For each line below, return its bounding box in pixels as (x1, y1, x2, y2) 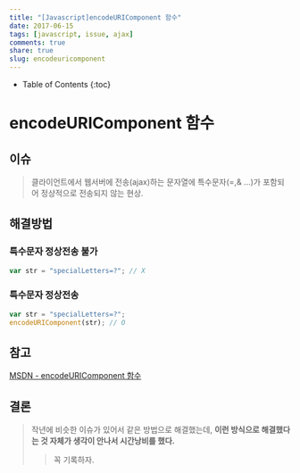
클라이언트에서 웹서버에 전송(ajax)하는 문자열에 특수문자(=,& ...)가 (30, 177, 262, 187)
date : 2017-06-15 (9, 21, 74, 30)
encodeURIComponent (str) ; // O (9, 318, 126, 327)
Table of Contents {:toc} (21, 79, 112, 89)
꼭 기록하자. (53, 454, 95, 465)
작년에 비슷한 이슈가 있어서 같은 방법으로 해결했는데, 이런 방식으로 (30, 425, 261, 436)
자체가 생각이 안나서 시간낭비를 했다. (49, 436, 176, 446)
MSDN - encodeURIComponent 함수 (9, 370, 142, 381)
